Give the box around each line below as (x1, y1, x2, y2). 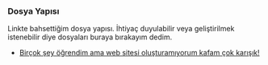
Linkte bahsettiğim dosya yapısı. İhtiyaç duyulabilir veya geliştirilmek (7, 24, 235, 34)
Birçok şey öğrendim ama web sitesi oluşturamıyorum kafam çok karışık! (19, 48, 260, 58)
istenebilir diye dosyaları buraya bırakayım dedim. (7, 32, 173, 42)
